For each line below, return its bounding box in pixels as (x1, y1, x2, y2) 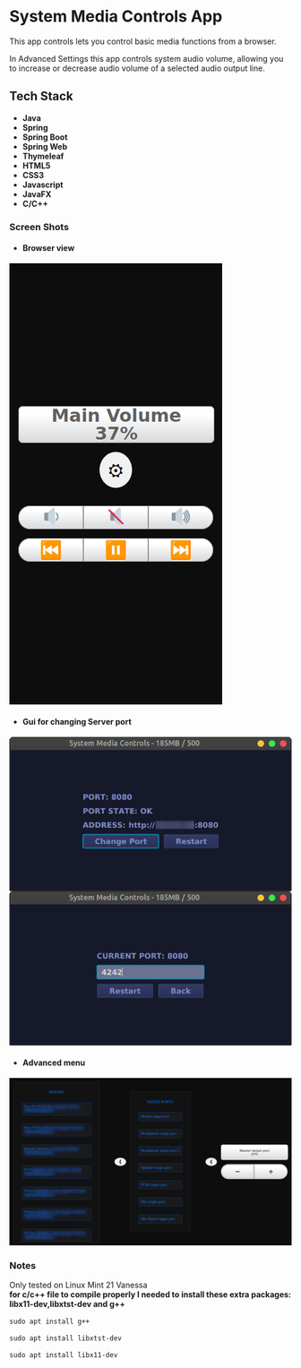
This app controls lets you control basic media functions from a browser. (9, 36, 277, 47)
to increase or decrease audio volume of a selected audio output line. (9, 63, 266, 73)
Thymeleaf (21, 151, 64, 161)
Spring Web (21, 141, 68, 151)
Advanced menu (21, 1057, 86, 1068)
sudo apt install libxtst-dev (9, 1334, 123, 1343)
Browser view (21, 243, 75, 254)
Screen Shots (9, 220, 70, 233)
